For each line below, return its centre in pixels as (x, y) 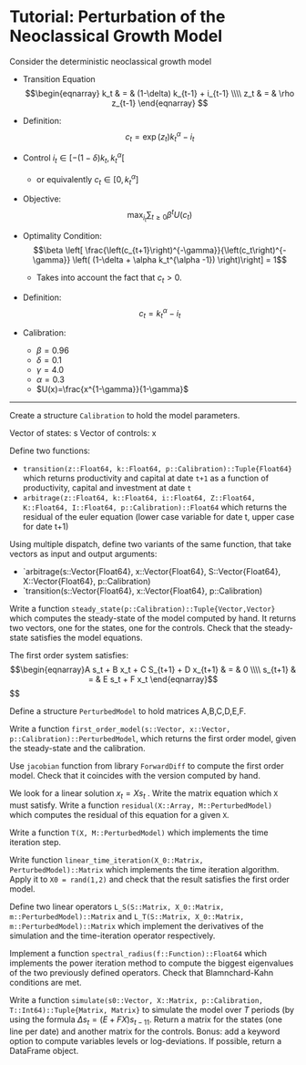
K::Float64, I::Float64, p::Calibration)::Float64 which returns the (154, 507)
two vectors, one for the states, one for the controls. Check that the (136, 628)
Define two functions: (50, 451)
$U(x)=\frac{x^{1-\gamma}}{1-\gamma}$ (112, 389)
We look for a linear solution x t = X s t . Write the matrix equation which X (144, 795)
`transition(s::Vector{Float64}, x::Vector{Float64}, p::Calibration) (143, 591)
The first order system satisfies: (69, 656)
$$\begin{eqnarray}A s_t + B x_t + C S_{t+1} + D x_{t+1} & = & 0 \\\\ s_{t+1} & (153, 670)
